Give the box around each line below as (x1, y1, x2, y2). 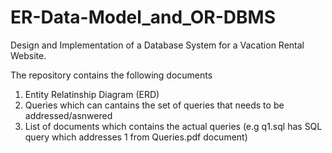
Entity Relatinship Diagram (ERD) (24, 88, 160, 100)
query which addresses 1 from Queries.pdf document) (24, 131, 248, 143)
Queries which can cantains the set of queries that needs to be (24, 99, 285, 111)
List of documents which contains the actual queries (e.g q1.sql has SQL (24, 120, 323, 132)
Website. (10, 49, 47, 61)
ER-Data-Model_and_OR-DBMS (10, 6, 277, 29)
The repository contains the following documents (10, 69, 213, 81)
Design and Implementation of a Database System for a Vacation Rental (10, 39, 305, 51)
